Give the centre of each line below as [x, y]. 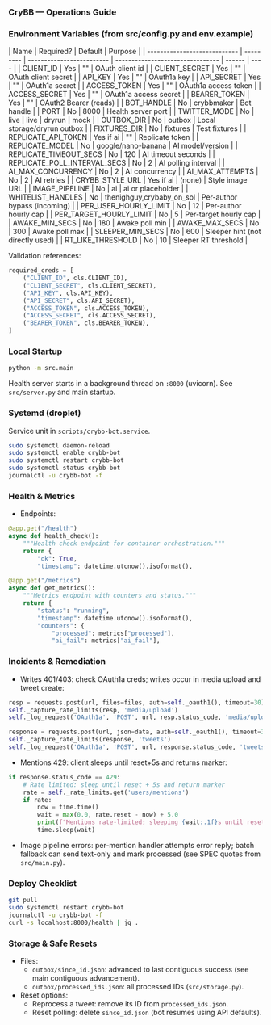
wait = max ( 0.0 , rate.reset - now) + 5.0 [108, 815]
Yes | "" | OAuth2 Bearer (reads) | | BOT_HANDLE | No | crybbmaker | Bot [130, 103]
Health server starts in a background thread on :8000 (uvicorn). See [121, 384]
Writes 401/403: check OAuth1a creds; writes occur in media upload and [140, 679]
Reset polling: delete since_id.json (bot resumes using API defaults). [147, 1012]
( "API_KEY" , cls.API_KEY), [68, 293]
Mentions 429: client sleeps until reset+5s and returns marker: [123, 762]
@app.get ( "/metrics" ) [45, 581]
